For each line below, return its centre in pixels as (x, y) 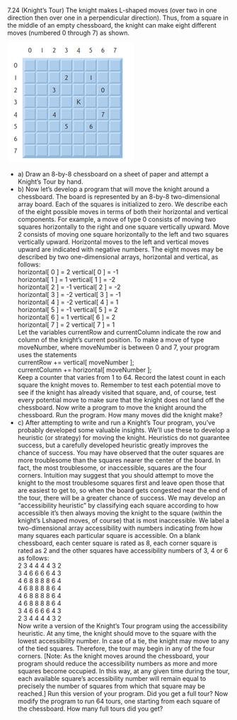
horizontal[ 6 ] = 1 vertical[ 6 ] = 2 (66, 317)
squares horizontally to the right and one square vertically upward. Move (123, 227)
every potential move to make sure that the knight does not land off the (121, 400)
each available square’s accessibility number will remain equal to (112, 679)
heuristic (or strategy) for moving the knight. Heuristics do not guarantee (123, 438)
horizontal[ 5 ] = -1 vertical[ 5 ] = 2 (68, 310)
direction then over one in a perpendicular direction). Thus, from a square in (118, 18)
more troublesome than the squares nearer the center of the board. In (119, 460)
